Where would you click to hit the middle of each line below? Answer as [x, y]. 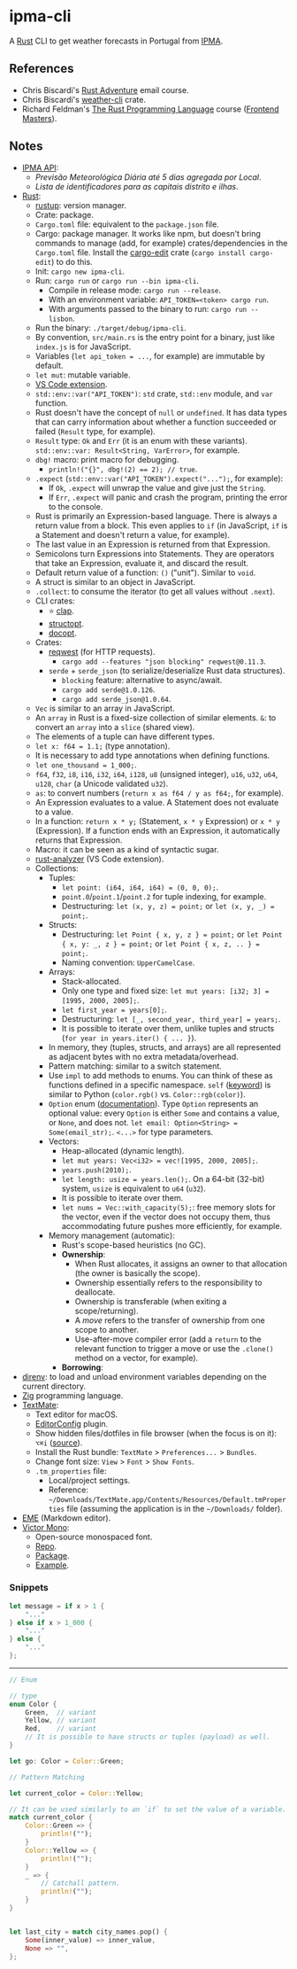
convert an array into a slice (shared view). [115, 727]
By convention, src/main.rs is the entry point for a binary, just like [155, 337]
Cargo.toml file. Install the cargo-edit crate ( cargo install [140, 252]
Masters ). [39, 118]
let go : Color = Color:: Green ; [67, 1761]
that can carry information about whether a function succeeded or [156, 422]
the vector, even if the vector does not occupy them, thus [166, 1217]
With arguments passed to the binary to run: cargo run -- [153, 308]
